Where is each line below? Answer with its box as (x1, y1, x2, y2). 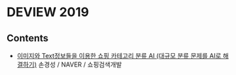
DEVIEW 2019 (6, 4, 89, 20)
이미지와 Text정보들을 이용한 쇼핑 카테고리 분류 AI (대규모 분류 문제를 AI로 (16, 52, 222, 60)
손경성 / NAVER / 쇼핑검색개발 (38, 60, 122, 69)
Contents (6, 32, 49, 44)
